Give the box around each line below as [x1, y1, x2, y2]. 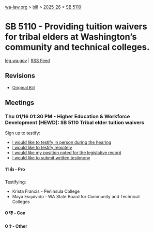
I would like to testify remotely [12, 145, 73, 151]
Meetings [5, 99, 35, 107]
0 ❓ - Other [5, 223, 28, 229]
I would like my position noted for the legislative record [12, 150, 122, 155]
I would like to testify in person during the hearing [12, 140, 111, 145]
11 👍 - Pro [5, 167, 25, 172]
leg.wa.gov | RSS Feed [5, 58, 50, 63]
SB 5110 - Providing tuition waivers [5, 21, 148, 32]
